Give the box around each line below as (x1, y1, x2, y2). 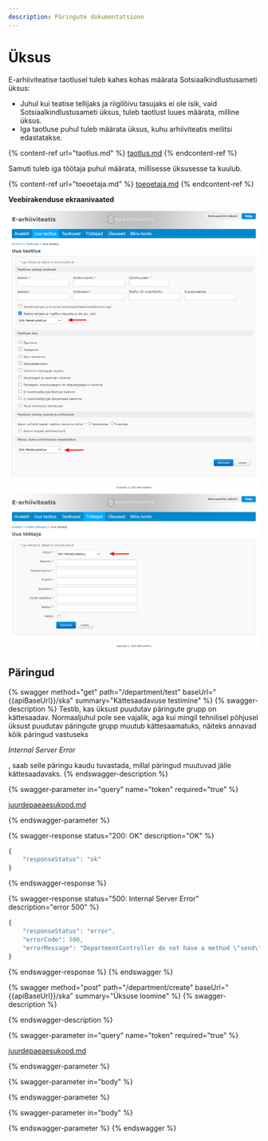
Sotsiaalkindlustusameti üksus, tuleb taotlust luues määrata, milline (19, 107, 240, 117)
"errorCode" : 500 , (22, 935, 84, 944)
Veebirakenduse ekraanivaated (8, 194, 114, 204)
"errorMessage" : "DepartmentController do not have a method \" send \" (22, 944, 262, 952)
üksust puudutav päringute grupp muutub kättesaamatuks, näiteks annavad (8, 721, 257, 731)
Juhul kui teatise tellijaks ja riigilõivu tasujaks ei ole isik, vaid (19, 98, 218, 108)
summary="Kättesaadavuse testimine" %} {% (75, 695, 225, 705)
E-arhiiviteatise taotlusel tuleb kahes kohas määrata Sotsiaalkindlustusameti (8, 74, 258, 84)
